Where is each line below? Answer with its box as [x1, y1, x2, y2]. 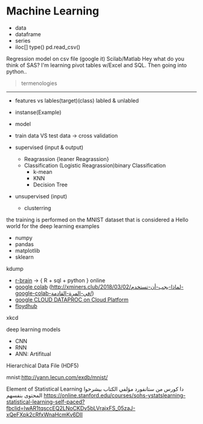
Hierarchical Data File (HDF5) [6, 362, 79, 369]
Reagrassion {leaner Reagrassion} [24, 155, 109, 162]
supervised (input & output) [14, 144, 83, 151]
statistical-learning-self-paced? [6, 398, 85, 405]
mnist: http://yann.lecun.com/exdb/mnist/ [6, 373, 108, 381]
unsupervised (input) [14, 192, 68, 200]
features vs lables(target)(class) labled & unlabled [14, 97, 139, 104]
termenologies [21, 80, 57, 87]
